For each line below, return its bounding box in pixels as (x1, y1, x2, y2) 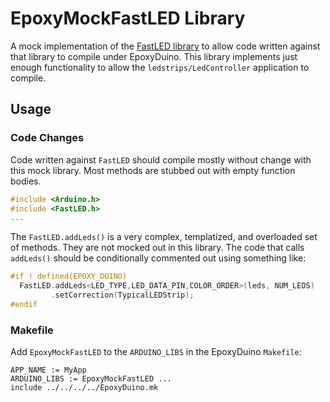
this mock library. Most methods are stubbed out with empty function (10, 164, 296, 176)
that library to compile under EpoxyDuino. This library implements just (10, 50, 298, 62)
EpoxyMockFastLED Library (10, 7, 246, 30)
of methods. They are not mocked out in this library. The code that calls (10, 242, 305, 254)
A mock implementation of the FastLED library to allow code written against (10, 40, 321, 52)
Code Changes (10, 131, 85, 145)
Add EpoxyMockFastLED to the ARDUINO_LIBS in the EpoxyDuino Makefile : (10, 346, 302, 358)
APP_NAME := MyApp (10, 365, 87, 376)
